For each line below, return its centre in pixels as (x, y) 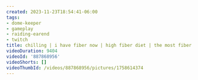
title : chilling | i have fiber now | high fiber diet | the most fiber (99, 46)
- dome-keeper (24, 23)
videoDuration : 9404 (32, 51)
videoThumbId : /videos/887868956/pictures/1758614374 (75, 68)
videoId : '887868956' (33, 57)
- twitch (17, 40)
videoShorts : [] (26, 62)
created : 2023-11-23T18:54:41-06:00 (52, 12)
